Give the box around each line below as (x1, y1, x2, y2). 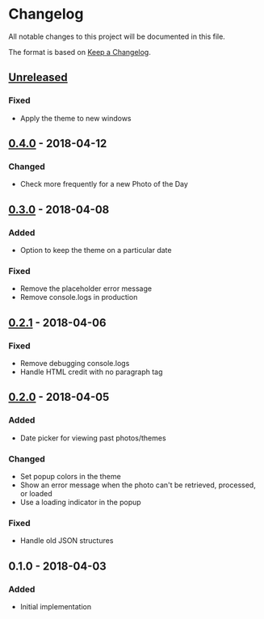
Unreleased (8, 70, 69, 85)
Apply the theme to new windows (19, 113, 132, 123)
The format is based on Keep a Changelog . (8, 47, 151, 57)
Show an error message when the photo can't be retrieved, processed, (19, 480, 256, 490)
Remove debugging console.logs (19, 358, 130, 368)
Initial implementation (19, 601, 92, 611)
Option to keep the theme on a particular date (19, 246, 172, 255)
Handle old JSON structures (19, 536, 114, 545)
